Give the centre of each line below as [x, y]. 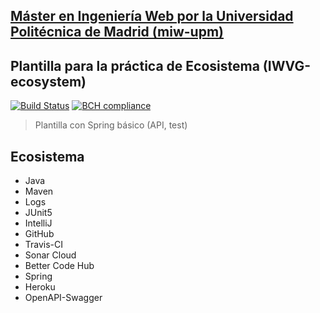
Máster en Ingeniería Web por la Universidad [152, 16]
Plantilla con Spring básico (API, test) [111, 125]
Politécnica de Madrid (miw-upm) [117, 32]
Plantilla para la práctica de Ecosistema [135, 65]
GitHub [39, 234]
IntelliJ [38, 223]
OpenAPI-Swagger [63, 298]
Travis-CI [44, 245]
